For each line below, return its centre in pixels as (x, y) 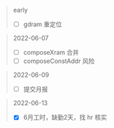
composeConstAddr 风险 (59, 61)
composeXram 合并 (51, 53)
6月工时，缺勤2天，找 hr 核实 (65, 118)
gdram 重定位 (43, 24)
